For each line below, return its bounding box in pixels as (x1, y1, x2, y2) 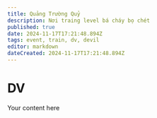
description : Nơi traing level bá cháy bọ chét (7, 17, 151, 24)
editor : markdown (7, 43, 59, 50)
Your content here (7, 103, 60, 112)
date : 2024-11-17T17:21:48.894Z (7, 30, 103, 37)
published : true (7, 23, 55, 30)
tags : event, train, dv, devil (7, 37, 100, 44)
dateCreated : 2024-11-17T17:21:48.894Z (7, 50, 125, 57)
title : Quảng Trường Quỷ (7, 10, 81, 18)
